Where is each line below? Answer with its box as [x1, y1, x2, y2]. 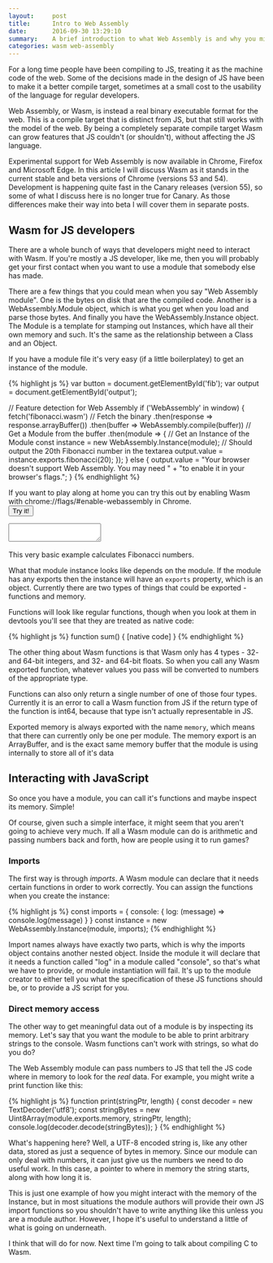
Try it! [12, 506, 30, 515]
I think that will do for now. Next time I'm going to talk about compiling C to [8, 1239, 258, 1248]
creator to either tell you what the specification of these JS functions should [8, 974, 262, 984]
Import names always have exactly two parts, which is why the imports [8, 940, 245, 950]
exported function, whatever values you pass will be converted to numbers [8, 664, 259, 674]
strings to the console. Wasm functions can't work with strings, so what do [8, 1039, 259, 1049]
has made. [8, 270, 44, 281]
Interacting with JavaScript [8, 772, 149, 786]
